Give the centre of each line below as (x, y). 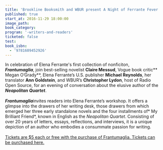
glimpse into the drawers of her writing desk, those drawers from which (77, 106)
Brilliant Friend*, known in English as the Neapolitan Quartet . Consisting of (80, 116)
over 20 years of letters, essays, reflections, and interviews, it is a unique (79, 121)
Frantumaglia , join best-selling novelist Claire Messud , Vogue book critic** (81, 69)
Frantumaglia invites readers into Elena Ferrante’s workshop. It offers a (76, 101)
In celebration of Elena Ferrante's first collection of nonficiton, (67, 64)
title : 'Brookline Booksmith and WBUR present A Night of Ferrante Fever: (83, 10)
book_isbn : (16, 46)
